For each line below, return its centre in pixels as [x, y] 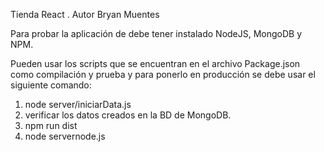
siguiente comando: [51, 85]
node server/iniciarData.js [78, 104]
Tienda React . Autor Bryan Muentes [85, 14]
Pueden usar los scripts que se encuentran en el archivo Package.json [155, 63]
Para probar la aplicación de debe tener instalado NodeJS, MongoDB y [156, 33]
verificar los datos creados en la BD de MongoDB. [128, 115]
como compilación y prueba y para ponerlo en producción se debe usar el [163, 74]
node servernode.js [65, 136]
